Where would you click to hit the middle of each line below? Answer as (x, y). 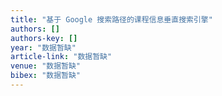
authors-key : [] (44, 38)
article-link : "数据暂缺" (61, 57)
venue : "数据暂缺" (46, 66)
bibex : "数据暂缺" (46, 76)
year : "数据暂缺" (43, 47)
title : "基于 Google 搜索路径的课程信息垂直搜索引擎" (111, 19)
